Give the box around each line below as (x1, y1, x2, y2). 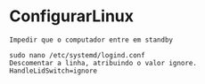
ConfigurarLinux (9, 6, 135, 27)
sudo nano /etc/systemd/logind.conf (9, 50, 145, 59)
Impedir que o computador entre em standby (9, 35, 174, 44)
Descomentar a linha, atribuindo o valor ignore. (9, 58, 198, 67)
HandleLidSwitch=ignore (9, 66, 98, 75)
